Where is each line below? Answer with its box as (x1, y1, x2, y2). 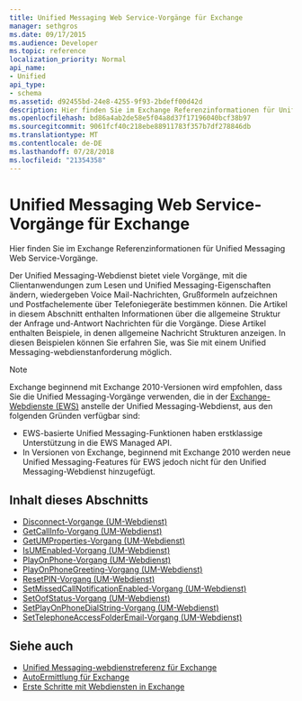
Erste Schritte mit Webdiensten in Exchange (22, 681, 185, 692)
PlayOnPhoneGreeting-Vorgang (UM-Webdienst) (22, 564, 203, 575)
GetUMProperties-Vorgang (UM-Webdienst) (22, 535, 186, 546)
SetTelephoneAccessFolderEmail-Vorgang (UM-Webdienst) (22, 612, 243, 623)
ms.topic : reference (9, 47, 87, 56)
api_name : (9, 64, 47, 73)
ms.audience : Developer (9, 38, 99, 48)
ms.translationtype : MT (9, 131, 99, 140)
